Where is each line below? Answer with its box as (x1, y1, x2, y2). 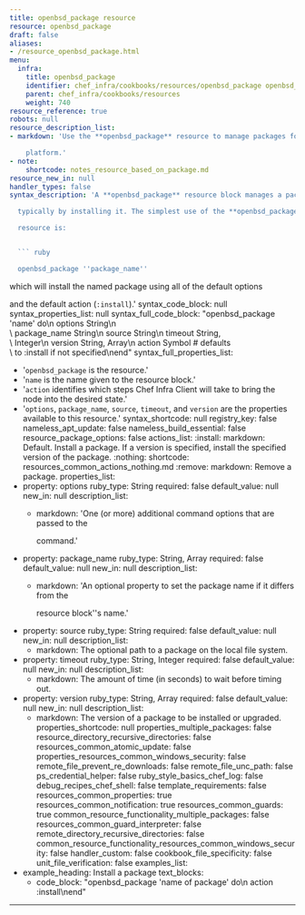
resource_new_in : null (9, 174, 95, 183)
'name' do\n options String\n (9, 318, 116, 329)
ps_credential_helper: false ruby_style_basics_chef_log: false (35, 770, 263, 781)
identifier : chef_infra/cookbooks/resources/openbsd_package (25, 81, 261, 90)
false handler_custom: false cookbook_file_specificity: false (49, 848, 272, 859)
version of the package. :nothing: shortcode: (22, 452, 190, 463)
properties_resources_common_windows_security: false (35, 750, 247, 761)
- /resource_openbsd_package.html (9, 47, 141, 56)
